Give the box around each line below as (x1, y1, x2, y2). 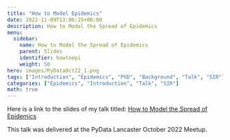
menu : (7, 29, 23, 36)
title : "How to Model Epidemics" (7, 10, 103, 17)
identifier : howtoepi (19, 55, 81, 61)
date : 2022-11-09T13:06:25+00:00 (7, 16, 103, 23)
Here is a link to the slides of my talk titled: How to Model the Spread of (7, 105, 208, 113)
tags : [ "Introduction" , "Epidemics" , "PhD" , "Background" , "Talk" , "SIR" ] (7, 73, 225, 81)
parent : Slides (19, 48, 63, 55)
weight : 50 (19, 61, 51, 68)
